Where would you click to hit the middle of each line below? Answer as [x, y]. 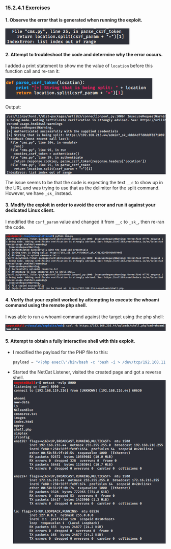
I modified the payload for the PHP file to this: [60, 353]
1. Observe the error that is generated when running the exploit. [74, 20]
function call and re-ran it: [33, 71]
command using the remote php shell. [46, 305]
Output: [13, 107]
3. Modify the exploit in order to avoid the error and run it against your [80, 205]
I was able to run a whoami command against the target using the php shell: [85, 317]
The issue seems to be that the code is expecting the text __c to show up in [84, 182]
